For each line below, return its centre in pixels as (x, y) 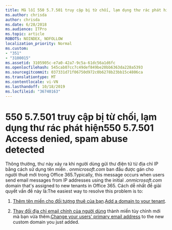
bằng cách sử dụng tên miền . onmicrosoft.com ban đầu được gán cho (80, 169)
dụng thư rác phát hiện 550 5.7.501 (80, 128)
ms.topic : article (25, 34)
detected (25, 149)
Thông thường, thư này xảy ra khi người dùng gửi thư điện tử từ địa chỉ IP (82, 164)
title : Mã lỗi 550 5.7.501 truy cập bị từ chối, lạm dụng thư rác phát (83, 10)
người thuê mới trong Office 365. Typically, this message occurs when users (85, 175)
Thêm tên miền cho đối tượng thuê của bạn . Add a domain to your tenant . (89, 201)
